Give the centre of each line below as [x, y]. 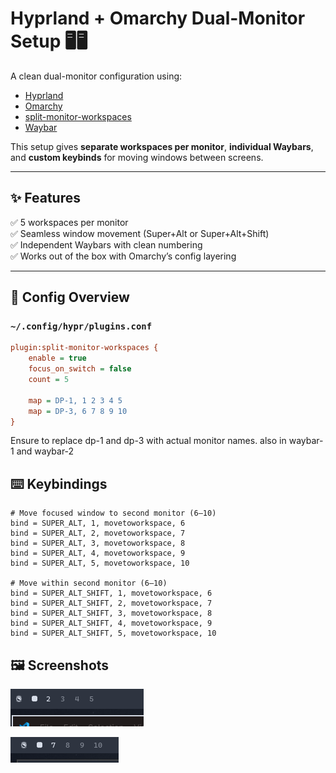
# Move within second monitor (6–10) [89, 583]
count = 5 [49, 380]
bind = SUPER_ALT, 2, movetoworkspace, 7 [98, 533]
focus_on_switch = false [80, 369]
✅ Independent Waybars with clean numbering [106, 244]
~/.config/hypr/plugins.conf [81, 326]
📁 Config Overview [70, 297]
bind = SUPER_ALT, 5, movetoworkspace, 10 [100, 563]
